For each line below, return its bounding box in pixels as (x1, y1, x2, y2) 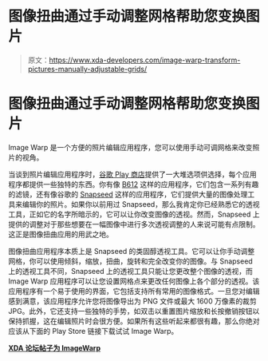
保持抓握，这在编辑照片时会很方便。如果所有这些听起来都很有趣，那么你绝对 (8, 316, 260, 326)
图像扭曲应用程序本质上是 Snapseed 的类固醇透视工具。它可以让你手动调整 (8, 246, 255, 256)
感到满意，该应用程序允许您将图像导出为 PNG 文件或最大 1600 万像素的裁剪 (8, 296, 257, 306)
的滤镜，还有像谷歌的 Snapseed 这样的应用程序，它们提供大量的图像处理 (8, 189, 248, 199)
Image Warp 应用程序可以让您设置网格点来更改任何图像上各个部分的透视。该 (8, 276, 260, 286)
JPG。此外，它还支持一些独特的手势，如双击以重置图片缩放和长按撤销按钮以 (8, 306, 260, 315)
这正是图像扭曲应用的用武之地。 (8, 229, 113, 239)
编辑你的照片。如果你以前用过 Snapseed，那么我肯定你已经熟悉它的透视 (22, 199, 260, 208)
